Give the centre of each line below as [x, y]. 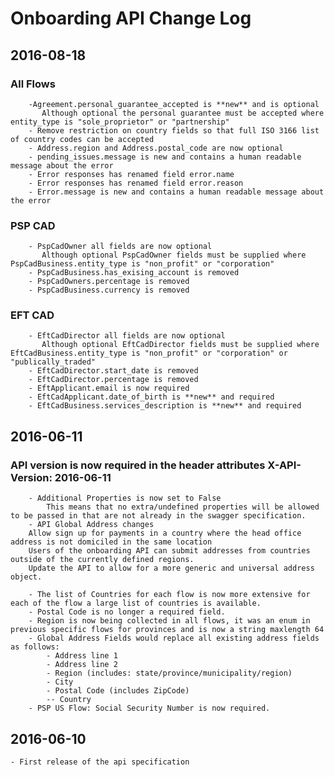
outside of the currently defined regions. [102, 560]
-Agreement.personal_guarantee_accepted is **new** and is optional [174, 104]
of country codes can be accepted [82, 139]
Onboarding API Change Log [131, 18]
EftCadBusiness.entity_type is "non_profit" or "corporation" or [149, 353]
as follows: [35, 647]
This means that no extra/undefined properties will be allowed [183, 507]
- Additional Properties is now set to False [125, 498]
